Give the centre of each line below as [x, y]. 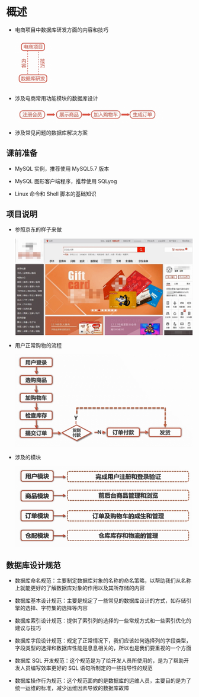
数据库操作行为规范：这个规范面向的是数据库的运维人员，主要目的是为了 [103, 681]
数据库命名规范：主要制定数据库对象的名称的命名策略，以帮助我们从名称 [103, 581]
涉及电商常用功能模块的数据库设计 [56, 98]
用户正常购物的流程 [38, 346]
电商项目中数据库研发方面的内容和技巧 [61, 30]
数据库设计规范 [33, 565]
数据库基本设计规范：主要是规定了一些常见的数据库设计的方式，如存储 [100, 601]
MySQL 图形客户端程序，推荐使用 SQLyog [66, 181]
